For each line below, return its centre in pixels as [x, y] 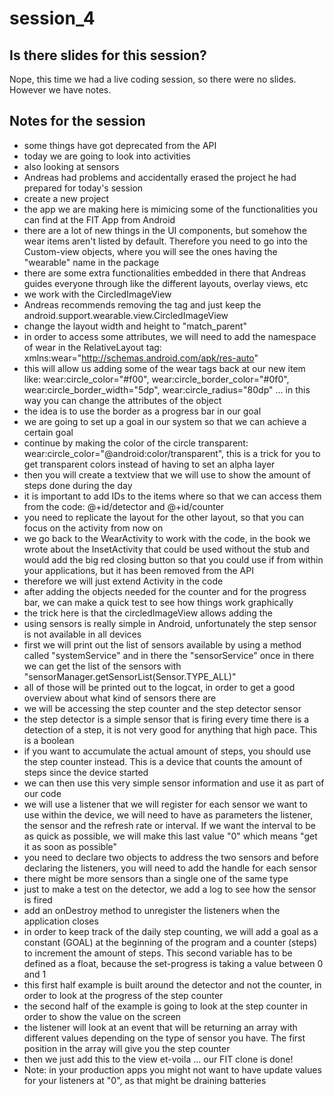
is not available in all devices [82, 634]
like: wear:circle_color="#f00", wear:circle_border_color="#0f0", [156, 379]
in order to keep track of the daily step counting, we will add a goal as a [171, 931]
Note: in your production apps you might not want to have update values [172, 1069]
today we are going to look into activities [107, 156]
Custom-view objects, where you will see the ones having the [150, 251]
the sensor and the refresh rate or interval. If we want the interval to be [169, 825]
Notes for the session [77, 121]
